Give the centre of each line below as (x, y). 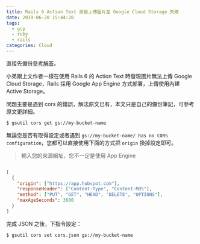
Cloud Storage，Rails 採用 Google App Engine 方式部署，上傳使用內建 (93, 83)
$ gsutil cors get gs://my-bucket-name (56, 123)
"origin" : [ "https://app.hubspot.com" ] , (68, 183)
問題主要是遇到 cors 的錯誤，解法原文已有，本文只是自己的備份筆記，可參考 (100, 104)
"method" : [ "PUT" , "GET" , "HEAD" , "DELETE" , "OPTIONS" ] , (90, 195)
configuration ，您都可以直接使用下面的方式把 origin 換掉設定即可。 (91, 143)
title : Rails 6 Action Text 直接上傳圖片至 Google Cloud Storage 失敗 (92, 12)
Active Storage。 (27, 91)
